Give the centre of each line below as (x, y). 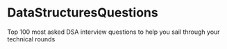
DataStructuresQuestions (83, 13)
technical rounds (31, 39)
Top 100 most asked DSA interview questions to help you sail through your (113, 32)
